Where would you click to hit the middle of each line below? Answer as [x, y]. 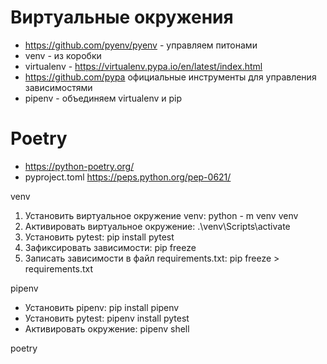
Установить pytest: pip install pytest [99, 237]
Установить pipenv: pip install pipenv [102, 307]
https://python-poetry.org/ [79, 166]
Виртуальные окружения [122, 17]
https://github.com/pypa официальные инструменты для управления [170, 77]
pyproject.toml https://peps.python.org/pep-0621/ [128, 177]
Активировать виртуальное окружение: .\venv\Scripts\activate [157, 226]
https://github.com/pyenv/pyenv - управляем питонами [141, 45]
